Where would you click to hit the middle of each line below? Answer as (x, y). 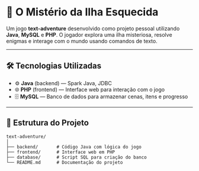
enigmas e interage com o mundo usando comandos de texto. (82, 41)
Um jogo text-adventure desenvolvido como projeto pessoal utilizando (93, 28)
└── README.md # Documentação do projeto (65, 162)
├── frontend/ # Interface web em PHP (61, 152)
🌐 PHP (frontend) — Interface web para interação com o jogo (89, 89)
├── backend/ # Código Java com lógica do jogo (74, 147)
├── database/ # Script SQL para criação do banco (76, 157)
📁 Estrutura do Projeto (47, 123)
